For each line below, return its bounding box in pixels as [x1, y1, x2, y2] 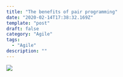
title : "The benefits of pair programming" [6, 8, 118, 15]
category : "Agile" [6, 31, 53, 37]
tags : [6, 37, 20, 43]
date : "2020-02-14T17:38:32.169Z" [6, 14, 94, 20]
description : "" [6, 48, 47, 54]
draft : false [6, 25, 39, 32]
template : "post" [6, 20, 50, 26]
